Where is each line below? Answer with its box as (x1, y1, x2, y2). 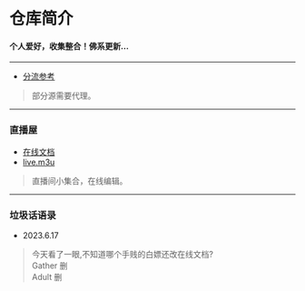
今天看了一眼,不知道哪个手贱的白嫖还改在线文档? (31, 248, 213, 259)
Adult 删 (31, 271, 63, 282)
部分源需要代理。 (31, 90, 96, 101)
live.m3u (22, 156, 55, 167)
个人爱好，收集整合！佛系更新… (9, 40, 130, 51)
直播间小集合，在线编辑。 (31, 175, 128, 186)
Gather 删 (31, 260, 68, 271)
